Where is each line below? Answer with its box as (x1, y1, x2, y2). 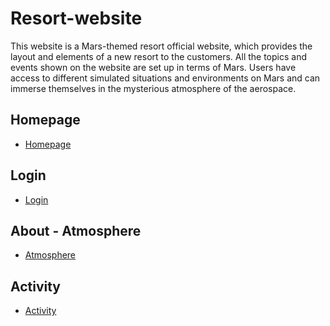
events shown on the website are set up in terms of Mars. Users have (10, 61, 297, 73)
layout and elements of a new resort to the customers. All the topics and (10, 50, 307, 62)
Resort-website (10, 7, 143, 30)
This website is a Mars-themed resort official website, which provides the (10, 40, 313, 52)
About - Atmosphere (10, 222, 142, 239)
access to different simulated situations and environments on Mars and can (10, 72, 321, 84)
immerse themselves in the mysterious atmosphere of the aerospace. (10, 82, 297, 94)
